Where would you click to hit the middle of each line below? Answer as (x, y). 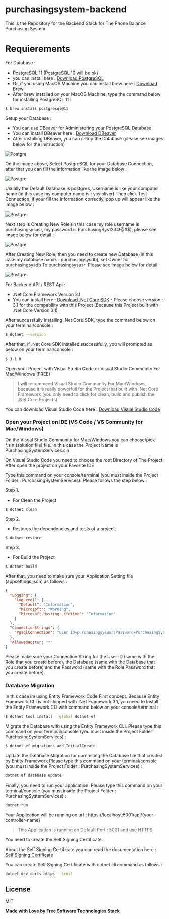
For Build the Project (34, 557)
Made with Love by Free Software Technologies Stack (62, 911)
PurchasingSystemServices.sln (37, 450)
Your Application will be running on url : (46, 815)
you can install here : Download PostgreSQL (58, 78)
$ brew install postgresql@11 (37, 109)
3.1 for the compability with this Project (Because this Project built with (85, 305)
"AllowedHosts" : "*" (31, 642)
